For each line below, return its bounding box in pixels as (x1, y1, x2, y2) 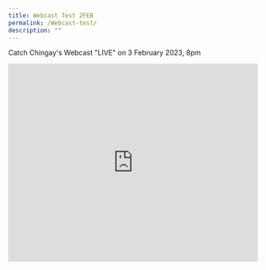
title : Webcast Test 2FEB (8, 11, 93, 20)
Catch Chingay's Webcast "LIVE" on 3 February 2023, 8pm (8, 48, 202, 58)
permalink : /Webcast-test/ (8, 19, 97, 27)
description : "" (8, 26, 62, 34)
